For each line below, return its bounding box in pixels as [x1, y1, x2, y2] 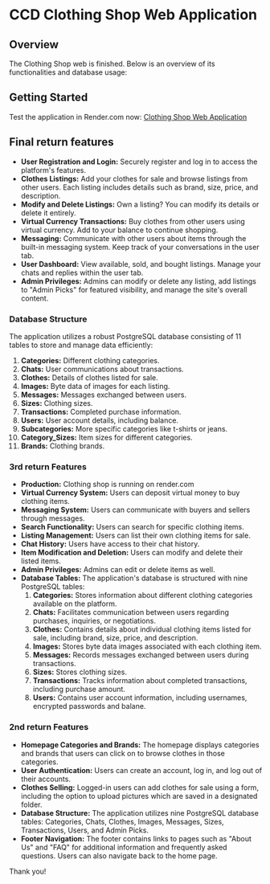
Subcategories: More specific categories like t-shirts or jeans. [20, 424, 228, 433]
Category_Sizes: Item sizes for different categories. [20, 432, 193, 442]
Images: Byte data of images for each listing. [20, 381, 170, 391]
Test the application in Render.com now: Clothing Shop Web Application [9, 112, 247, 121]
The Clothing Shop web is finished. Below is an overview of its [9, 59, 215, 68]
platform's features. [20, 165, 87, 174]
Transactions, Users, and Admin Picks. [20, 825, 149, 835]
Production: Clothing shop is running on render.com [20, 480, 194, 489]
